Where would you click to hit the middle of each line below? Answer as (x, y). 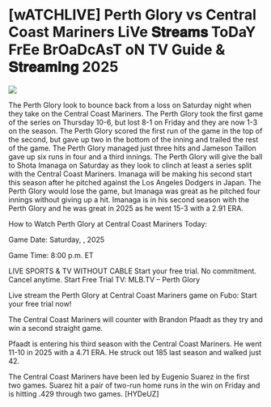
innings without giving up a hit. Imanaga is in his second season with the (129, 199)
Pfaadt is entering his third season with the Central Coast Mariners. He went (135, 343)
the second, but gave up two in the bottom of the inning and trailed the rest (133, 139)
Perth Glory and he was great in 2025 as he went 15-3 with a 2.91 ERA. (126, 208)
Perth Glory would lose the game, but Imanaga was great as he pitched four (135, 191)
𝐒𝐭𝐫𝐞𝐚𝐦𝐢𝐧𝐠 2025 (64, 67)
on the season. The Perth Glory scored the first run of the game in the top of (135, 130)
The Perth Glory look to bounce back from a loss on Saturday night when (130, 105)
